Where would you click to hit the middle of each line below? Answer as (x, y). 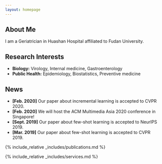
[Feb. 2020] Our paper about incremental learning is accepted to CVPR (84, 101)
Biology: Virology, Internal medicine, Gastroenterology (67, 69)
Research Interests (35, 57)
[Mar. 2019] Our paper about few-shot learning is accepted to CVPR (81, 133)
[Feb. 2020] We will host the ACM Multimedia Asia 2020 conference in (84, 111)
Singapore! (23, 117)
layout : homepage (23, 10)
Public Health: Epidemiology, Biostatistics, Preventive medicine (76, 74)
